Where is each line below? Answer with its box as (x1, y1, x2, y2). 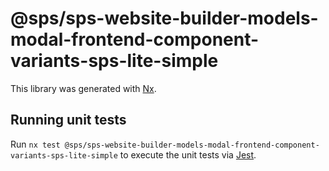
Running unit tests (10, 112, 127, 129)
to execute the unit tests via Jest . (119, 148, 257, 161)
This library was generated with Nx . (10, 82, 157, 94)
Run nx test (10, 138, 61, 150)
